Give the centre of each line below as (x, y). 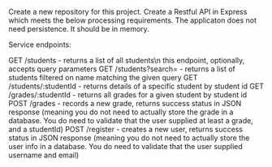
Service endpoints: (40, 45)
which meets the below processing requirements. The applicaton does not (133, 20)
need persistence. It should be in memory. (79, 29)
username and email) (44, 155)
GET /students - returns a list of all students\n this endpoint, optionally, (127, 60)
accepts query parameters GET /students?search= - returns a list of (122, 69)
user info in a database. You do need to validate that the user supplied (126, 146)
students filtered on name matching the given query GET (103, 77)
